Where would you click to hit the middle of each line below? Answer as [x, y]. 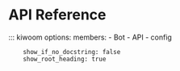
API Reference [57, 15]
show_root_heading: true [65, 59]
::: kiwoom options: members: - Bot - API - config [90, 37]
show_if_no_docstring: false [72, 52]
